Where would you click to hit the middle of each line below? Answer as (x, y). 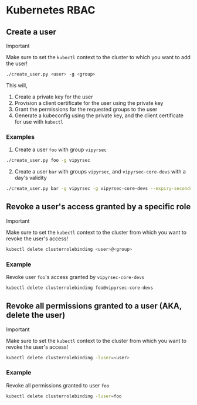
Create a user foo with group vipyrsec (60, 149)
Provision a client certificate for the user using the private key (89, 103)
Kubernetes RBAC (51, 10)
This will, (17, 85)
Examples (21, 137)
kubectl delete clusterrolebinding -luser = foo (64, 396)
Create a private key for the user (54, 97)
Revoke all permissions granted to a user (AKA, (94, 306)
